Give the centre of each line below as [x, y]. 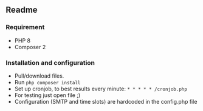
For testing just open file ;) [47, 95]
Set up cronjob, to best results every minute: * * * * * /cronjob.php [101, 89]
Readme [22, 10]
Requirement [25, 27]
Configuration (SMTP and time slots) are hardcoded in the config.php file [106, 101]
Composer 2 [30, 47]
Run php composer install [47, 82]
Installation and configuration [50, 62]
